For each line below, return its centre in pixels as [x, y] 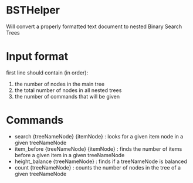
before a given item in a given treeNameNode [70, 155]
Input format [37, 57]
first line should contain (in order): [47, 72]
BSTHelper [33, 10]
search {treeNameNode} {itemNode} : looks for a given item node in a [99, 136]
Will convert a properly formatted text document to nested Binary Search [94, 26]
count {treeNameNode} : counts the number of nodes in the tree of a [97, 167]
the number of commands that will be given [67, 96]
